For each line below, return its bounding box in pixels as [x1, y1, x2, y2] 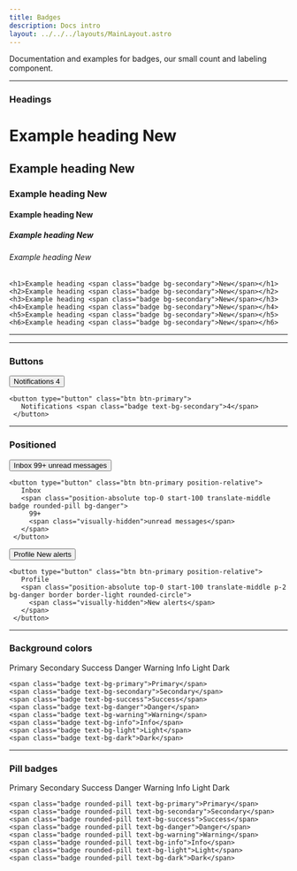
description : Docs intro [9, 21, 101, 30]
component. [9, 63, 53, 73]
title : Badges [9, 12, 62, 22]
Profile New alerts [13, 549, 72, 559]
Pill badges [9, 762, 58, 775]
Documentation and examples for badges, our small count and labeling [9, 54, 267, 65]
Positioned [9, 439, 57, 451]
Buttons [9, 355, 44, 367]
